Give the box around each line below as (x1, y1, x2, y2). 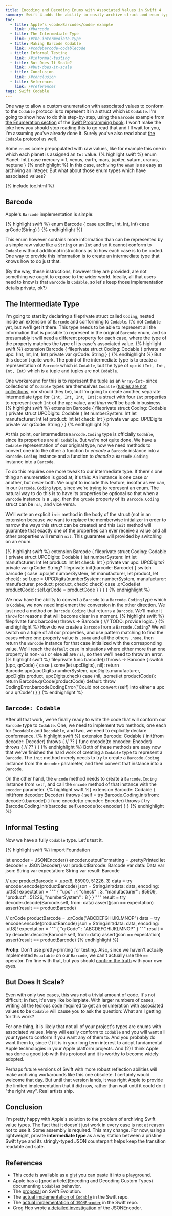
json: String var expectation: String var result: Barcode (5, 867, 120, 873)
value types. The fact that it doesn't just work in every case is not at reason (5, 1122, 164, 1128)
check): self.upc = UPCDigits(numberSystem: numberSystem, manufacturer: (5, 576, 167, 582)
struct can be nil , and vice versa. (5, 501, 76, 507)
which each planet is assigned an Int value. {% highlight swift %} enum (5, 151, 157, 157)
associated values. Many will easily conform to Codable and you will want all (5, 1029, 165, 1035)
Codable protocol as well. (5, 136, 58, 142)
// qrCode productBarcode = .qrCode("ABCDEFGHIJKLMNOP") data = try (5, 915, 160, 921)
